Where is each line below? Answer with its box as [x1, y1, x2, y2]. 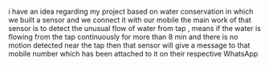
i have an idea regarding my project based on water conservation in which [8, 7, 254, 16]
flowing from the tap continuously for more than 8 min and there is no [8, 32, 238, 41]
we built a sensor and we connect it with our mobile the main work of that [8, 15, 251, 25]
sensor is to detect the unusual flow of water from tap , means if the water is [8, 24, 261, 33]
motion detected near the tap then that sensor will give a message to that [8, 41, 251, 50]
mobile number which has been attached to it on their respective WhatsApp [8, 49, 259, 58]
